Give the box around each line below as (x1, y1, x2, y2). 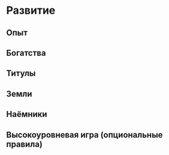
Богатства (6, 47, 46, 58)
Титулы (6, 68, 36, 79)
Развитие (6, 4, 56, 17)
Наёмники (6, 109, 47, 120)
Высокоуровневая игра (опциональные (6, 130, 163, 140)
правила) (6, 139, 43, 149)
